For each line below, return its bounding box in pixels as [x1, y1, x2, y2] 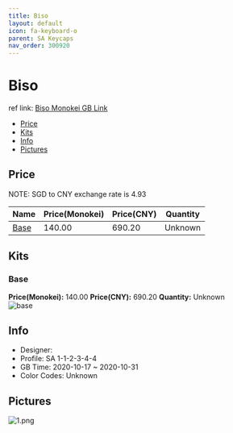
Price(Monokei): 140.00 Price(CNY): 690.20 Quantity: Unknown [8, 292, 226, 302]
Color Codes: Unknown [19, 371, 98, 381]
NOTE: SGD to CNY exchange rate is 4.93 [8, 189, 147, 198]
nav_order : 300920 [8, 42, 70, 50]
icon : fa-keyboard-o [8, 27, 78, 35]
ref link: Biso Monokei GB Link [8, 103, 108, 113]
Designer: [19, 345, 53, 355]
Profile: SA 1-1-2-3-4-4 [19, 354, 98, 364]
